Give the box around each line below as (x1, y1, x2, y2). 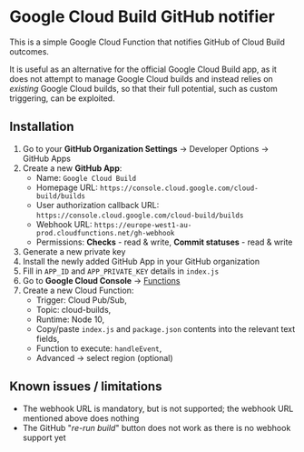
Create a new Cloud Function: (22, 285, 134, 296)
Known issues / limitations (9, 379, 162, 395)
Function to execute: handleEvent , (35, 343, 162, 354)
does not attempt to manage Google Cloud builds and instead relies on (9, 73, 274, 84)
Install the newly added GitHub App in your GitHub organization (22, 256, 260, 266)
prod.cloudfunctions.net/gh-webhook (35, 228, 175, 237)
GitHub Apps (22, 153, 71, 164)
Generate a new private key (22, 246, 126, 256)
